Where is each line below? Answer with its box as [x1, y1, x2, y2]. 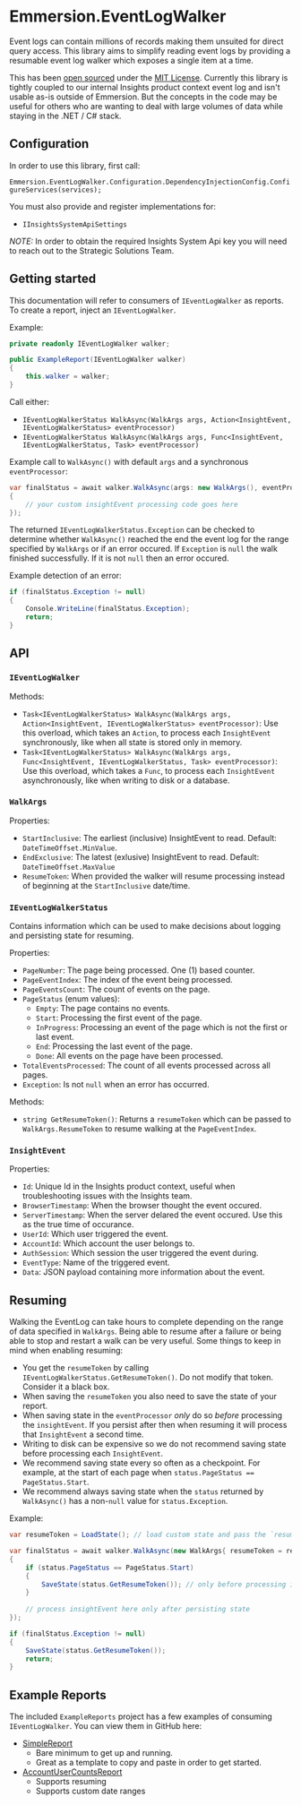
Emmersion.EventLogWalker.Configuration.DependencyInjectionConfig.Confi [9, 177, 291, 186]
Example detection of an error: [9, 571, 123, 581]
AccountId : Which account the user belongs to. [21, 1238, 195, 1249]
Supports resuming [35, 1776, 107, 1787]
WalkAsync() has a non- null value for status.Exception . [21, 1496, 228, 1507]
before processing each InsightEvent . [21, 1448, 164, 1459]
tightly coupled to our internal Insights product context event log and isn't [9, 82, 280, 92]
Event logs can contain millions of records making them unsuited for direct [9, 36, 284, 47]
